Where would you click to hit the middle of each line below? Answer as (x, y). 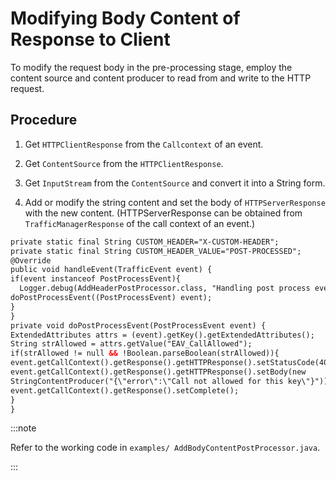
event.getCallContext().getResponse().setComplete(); (125, 390)
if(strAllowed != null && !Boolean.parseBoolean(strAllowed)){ (145, 353)
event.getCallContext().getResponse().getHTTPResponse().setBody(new (158, 372)
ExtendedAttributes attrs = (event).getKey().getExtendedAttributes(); (162, 335)
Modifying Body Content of (125, 18)
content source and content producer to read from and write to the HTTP (161, 78)
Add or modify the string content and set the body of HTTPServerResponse (175, 202)
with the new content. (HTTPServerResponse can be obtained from (163, 213)
